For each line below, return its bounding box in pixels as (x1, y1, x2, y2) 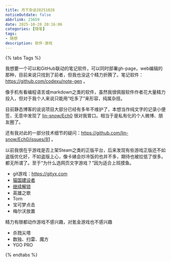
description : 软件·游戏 (5, 41, 52, 46)
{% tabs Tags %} (5, 55, 41, 61)
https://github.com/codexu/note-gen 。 (5, 78, 88, 84)
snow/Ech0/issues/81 (5, 136, 50, 142)
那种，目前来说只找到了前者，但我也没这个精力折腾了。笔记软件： (5, 72, 144, 78)
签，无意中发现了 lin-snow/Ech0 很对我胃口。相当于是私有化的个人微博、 (5, 112, 159, 118)
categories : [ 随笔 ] (5, 27, 45, 32)
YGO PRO (12, 242, 33, 248)
